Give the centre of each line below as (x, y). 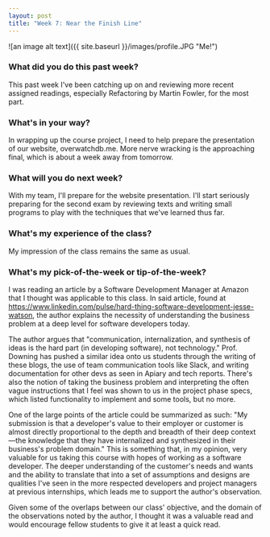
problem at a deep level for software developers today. (100, 324)
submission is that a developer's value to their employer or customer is (126, 423)
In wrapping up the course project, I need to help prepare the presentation (132, 140)
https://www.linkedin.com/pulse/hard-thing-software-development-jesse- (131, 306)
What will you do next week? (66, 178)
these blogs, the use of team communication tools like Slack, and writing (129, 365)
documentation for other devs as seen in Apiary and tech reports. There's (131, 373)
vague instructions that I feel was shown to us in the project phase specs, (131, 390)
